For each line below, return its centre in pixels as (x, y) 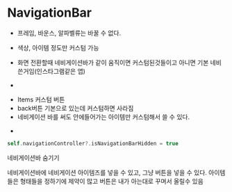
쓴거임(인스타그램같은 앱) (51, 71)
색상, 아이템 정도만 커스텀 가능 (58, 47)
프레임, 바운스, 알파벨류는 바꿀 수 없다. (69, 33)
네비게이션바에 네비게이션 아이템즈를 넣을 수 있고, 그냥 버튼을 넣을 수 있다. (107, 173)
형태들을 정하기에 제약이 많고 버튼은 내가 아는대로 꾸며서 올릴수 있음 (111, 181)
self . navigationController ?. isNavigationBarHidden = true (93, 143)
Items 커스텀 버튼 (41, 99)
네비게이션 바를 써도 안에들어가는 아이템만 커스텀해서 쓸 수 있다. (103, 117)
